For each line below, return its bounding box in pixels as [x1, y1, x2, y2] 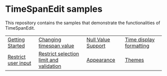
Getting [7, 36, 25, 43]
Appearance [86, 56, 115, 63]
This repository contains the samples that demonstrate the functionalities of [5, 20, 161, 26]
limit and [38, 56, 59, 63]
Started [7, 42, 25, 49]
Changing [38, 36, 61, 43]
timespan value [38, 42, 75, 49]
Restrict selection [38, 50, 80, 57]
